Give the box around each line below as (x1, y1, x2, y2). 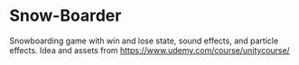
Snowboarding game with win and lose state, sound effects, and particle (9, 35, 279, 46)
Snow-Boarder (9, 5, 122, 26)
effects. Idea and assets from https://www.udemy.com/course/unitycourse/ (9, 44, 291, 55)
